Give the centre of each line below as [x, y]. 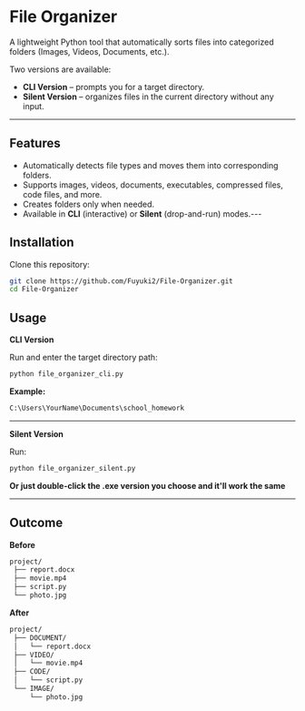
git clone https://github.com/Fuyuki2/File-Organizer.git [121, 281]
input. [33, 106]
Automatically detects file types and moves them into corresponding [150, 165]
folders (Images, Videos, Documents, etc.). [89, 51]
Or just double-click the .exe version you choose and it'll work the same [148, 485]
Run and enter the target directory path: [84, 358]
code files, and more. [62, 194]
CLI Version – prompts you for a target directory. [113, 86]
